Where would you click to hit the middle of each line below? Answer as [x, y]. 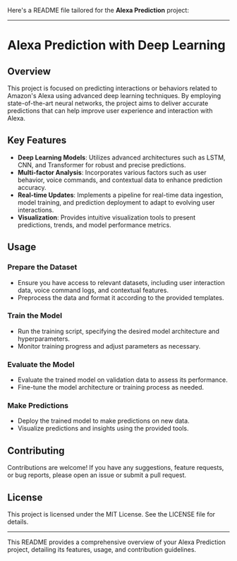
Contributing [36, 451]
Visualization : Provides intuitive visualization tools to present [107, 217]
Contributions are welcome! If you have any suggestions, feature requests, [116, 468]
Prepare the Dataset [42, 267]
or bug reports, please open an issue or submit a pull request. [97, 475]
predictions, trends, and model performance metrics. [94, 224]
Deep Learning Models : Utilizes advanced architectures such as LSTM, [121, 157]
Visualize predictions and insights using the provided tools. [103, 428]
